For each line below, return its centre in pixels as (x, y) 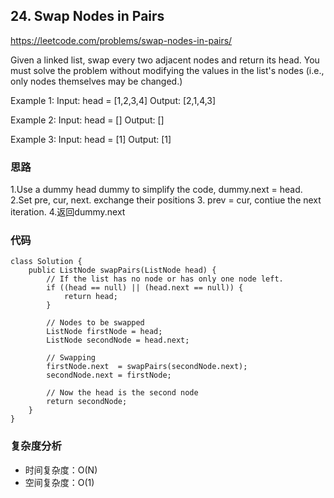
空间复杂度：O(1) (59, 482)
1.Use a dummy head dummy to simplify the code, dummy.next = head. (156, 190)
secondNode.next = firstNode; (109, 375)
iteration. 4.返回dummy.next (68, 212)
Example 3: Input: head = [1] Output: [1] (91, 139)
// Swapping (71, 358)
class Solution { (46, 262)
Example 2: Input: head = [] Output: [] (87, 120)
